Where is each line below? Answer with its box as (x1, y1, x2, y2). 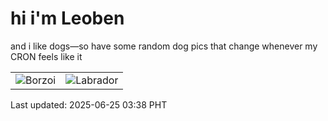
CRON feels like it (10, 50, 83, 62)
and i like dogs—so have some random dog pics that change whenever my (10, 40, 318, 52)
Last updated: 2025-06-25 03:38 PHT (10, 98, 168, 111)
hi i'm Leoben (10, 7, 125, 30)
